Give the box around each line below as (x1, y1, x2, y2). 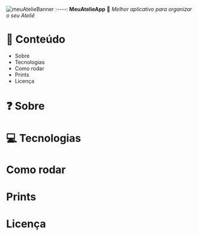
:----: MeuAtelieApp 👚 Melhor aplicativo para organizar (55, 6, 193, 12)
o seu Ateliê (6, 12, 35, 19)
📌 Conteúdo (6, 33, 66, 46)
